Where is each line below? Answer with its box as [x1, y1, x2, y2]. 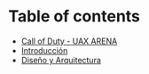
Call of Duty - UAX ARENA [20, 36, 118, 46]
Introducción [20, 45, 68, 55]
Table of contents [8, 6, 141, 27]
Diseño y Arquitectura [20, 54, 101, 65]
